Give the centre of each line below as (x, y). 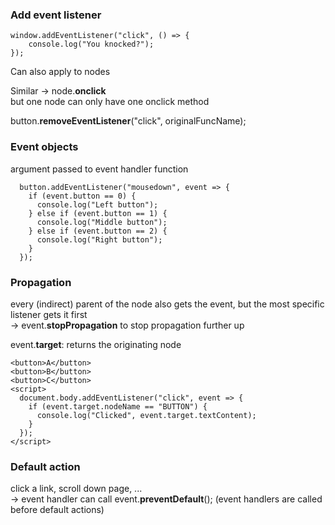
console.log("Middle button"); (102, 222)
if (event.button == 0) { (82, 196)
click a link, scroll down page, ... (76, 489)
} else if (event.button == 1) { (98, 213)
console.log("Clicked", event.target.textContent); (146, 415)
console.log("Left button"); (97, 204)
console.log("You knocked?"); (91, 44)
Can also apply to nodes (60, 72)
